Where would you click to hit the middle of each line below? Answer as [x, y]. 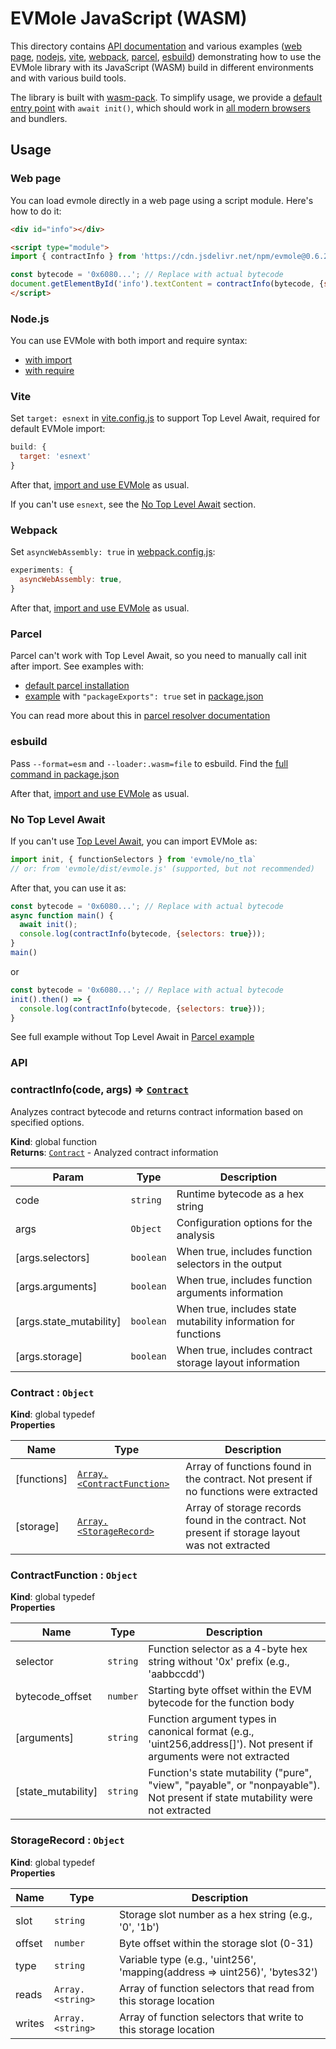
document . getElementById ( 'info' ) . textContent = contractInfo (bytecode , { [167, 284]
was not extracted [228, 1545]
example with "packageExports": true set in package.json [144, 696]
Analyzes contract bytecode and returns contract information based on [157, 1111]
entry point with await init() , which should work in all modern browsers [160, 108]
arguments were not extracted [219, 1757]
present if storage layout [243, 1532]
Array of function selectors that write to [211, 2017]
